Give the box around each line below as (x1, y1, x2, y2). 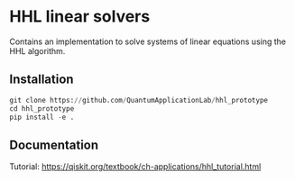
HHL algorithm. (9, 45, 66, 56)
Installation (9, 72, 74, 87)
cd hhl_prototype (9, 104, 75, 113)
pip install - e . (9, 113, 75, 122)
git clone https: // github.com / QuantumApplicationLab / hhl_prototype (9, 95, 269, 104)
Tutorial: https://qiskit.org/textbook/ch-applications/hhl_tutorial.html (9, 161, 262, 172)
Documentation (9, 137, 99, 152)
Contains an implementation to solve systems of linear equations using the (9, 36, 287, 47)
